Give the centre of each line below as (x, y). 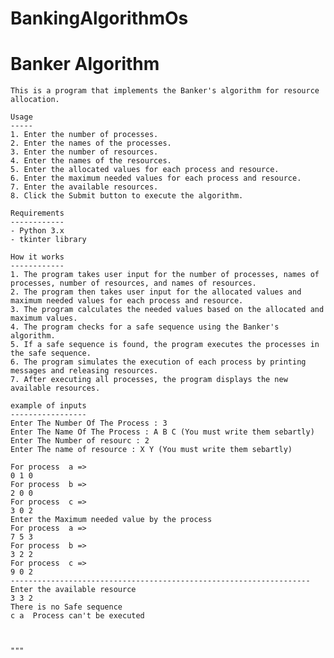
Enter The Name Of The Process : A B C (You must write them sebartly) (162, 432)
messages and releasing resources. (84, 371)
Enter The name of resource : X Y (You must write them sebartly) (151, 450)
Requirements (37, 213)
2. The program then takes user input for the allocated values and (156, 292)
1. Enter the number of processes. (84, 135)
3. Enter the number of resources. (84, 152)
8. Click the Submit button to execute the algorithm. (127, 196)
